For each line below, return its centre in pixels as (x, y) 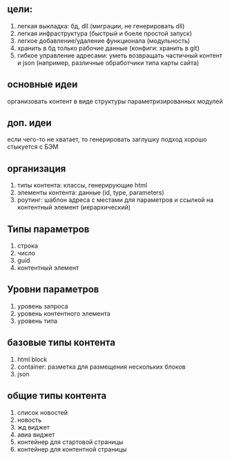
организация (37, 168)
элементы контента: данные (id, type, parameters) (90, 193)
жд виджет (33, 427)
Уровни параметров (53, 289)
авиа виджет (36, 434)
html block (32, 359)
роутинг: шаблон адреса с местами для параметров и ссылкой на (115, 200)
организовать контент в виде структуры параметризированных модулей (115, 101)
